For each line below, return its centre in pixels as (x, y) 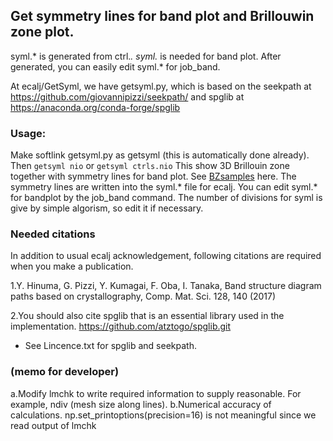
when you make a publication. (72, 266)
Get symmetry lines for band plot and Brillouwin (162, 16)
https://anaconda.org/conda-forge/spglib (95, 107)
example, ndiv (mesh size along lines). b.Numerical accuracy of (141, 404)
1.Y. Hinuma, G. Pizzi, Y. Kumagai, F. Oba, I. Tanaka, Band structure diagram (166, 286)
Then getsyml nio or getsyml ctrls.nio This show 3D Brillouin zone (150, 166)
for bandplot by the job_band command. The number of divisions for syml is (166, 198)
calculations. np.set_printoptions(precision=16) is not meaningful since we (163, 415)
